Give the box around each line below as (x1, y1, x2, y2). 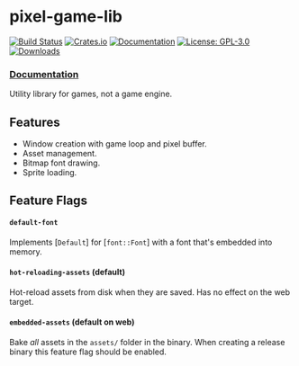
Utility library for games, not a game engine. (9, 88, 173, 100)
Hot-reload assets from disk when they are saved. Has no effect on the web (9, 286, 291, 298)
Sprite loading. (22, 167, 77, 178)
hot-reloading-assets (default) (9, 267, 126, 278)
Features (9, 114, 60, 129)
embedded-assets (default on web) (9, 317, 135, 327)
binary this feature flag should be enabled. (9, 346, 167, 357)
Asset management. (22, 148, 97, 159)
